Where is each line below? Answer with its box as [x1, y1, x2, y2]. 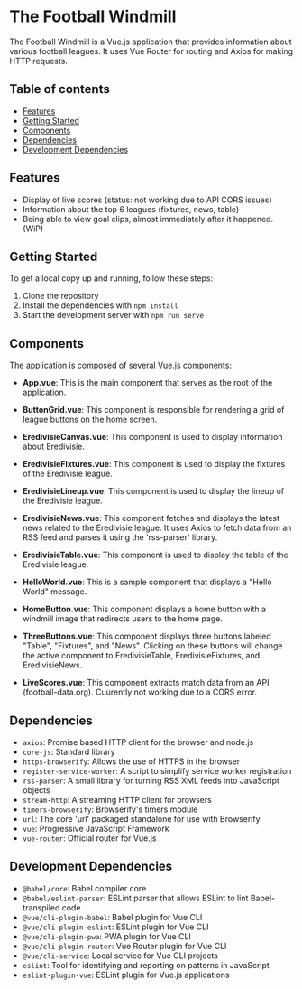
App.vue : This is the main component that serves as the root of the [22, 378, 273, 388]
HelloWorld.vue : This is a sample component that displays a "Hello [22, 576, 272, 588]
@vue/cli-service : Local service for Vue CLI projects [22, 950, 218, 961]
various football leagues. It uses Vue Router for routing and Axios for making [9, 45, 294, 56]
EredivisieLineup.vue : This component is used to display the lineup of [22, 486, 285, 497]
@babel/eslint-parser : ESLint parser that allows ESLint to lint [22, 892, 249, 903]
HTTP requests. [9, 55, 68, 66]
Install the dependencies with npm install [22, 300, 178, 311]
